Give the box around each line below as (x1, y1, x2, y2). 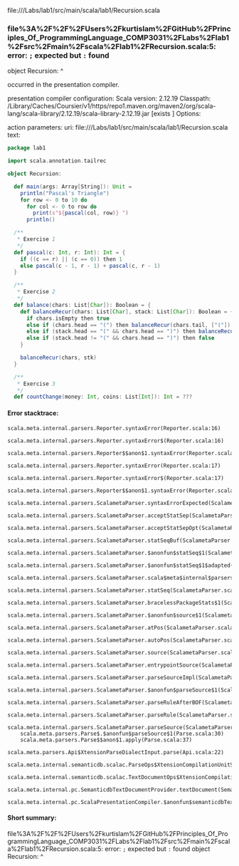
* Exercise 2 (16, 288, 55, 296)
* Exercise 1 (16, 236, 55, 243)
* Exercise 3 (16, 380, 55, 387)
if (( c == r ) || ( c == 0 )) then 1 (20, 256, 122, 263)
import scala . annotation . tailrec (7, 157, 107, 165)
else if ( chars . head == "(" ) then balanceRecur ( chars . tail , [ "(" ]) (26, 321, 231, 328)
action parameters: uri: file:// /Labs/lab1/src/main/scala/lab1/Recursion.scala (7, 123, 228, 132)
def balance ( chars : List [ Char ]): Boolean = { (14, 301, 152, 308)
